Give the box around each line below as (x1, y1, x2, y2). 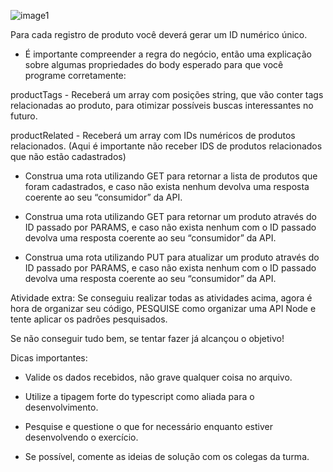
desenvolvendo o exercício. (24, 431, 139, 443)
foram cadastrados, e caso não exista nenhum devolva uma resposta (24, 181, 310, 192)
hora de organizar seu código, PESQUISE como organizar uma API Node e (10, 303, 317, 314)
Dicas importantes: (10, 352, 88, 364)
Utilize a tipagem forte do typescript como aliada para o (24, 391, 255, 402)
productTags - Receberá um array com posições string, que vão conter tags (10, 89, 324, 100)
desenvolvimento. (24, 401, 99, 413)
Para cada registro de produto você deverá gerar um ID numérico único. (10, 29, 308, 40)
